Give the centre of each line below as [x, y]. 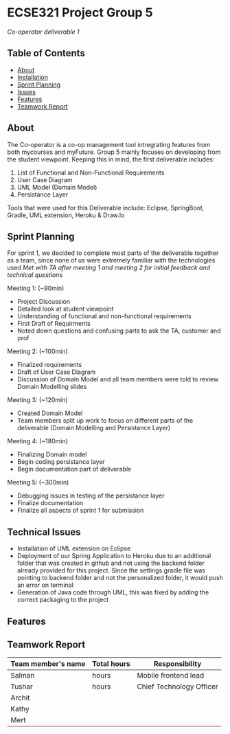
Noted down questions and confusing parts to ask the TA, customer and [119, 331]
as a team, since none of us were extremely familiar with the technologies [111, 260]
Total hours [111, 664]
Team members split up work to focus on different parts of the [105, 421]
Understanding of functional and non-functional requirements [104, 316]
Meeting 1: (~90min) [36, 288]
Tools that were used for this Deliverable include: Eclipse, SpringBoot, [106, 208]
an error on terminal [45, 585]
